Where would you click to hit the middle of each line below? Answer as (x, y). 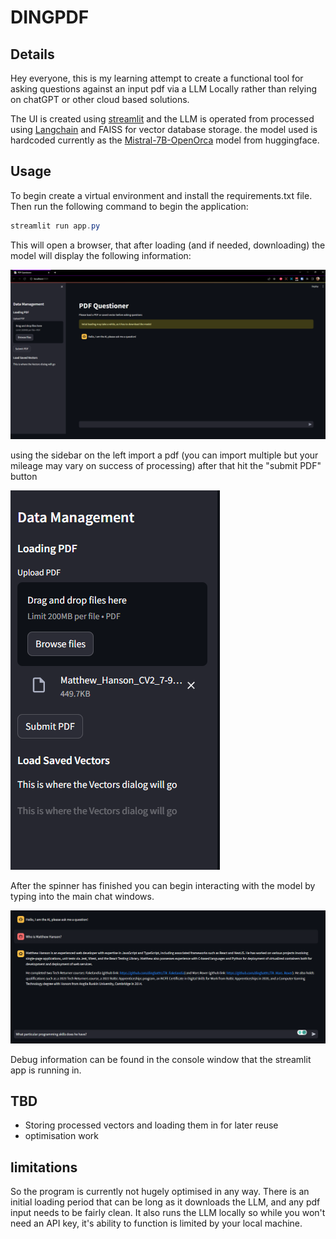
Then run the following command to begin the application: (129, 206)
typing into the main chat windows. (82, 897)
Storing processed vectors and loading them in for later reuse (151, 1125)
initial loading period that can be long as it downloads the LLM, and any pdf (165, 1202)
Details (32, 54)
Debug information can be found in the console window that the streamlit (161, 1059)
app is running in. (46, 1070)
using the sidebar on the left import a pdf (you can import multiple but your (164, 455)
